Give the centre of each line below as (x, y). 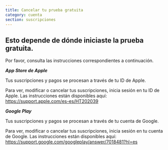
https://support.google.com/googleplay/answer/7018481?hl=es (71, 142)
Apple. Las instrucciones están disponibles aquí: (56, 96)
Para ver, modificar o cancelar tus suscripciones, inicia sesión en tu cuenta (84, 131)
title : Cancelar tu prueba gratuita (44, 10)
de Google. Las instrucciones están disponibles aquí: (61, 137)
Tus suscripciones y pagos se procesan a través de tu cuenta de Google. (82, 121)
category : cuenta (24, 15)
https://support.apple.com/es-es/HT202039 (52, 101)
